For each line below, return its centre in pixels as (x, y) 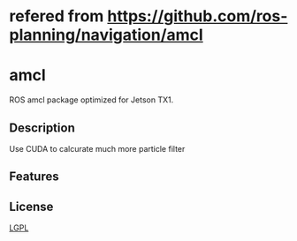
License (31, 206)
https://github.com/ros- (198, 16)
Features (34, 177)
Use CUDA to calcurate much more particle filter (97, 148)
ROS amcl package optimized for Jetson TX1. (91, 100)
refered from (57, 16)
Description (42, 128)
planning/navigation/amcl (106, 35)
